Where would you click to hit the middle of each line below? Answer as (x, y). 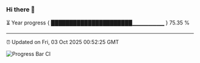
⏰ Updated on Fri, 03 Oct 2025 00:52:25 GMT (62, 42)
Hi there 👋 (21, 10)
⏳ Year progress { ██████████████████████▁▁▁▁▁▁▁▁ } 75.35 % (98, 23)
